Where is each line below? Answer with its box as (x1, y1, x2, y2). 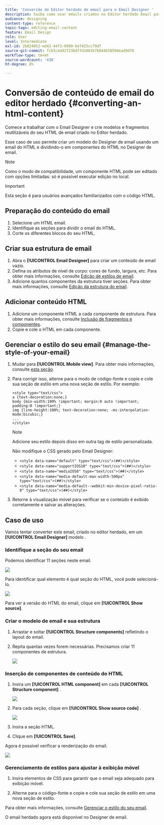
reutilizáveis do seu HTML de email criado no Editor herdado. (5, 129, 128, 135)
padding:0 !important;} (12, 403, 61, 408)
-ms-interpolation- (110, 408, 150, 413)
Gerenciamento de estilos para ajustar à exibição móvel (5, 764, 140, 771)
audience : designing (5, 16, 47, 21)
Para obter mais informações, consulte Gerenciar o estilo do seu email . (5, 805, 148, 811)
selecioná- (136, 576, 159, 582)
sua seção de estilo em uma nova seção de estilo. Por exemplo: (12, 381, 141, 387)
